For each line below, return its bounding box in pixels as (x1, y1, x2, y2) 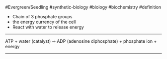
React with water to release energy (12, 24, 84, 30)
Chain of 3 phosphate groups (12, 14, 73, 19)
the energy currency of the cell (12, 19, 76, 25)
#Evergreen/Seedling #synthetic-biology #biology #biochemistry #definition (5, 4, 162, 10)
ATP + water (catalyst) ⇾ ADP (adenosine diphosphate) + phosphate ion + (5, 38, 157, 44)
